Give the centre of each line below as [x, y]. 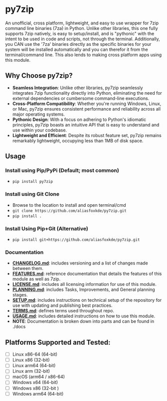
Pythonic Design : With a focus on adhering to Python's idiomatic [79, 119]
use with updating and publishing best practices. [62, 305]
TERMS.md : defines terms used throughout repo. [63, 311]
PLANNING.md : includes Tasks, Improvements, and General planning [84, 289]
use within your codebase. [40, 130]
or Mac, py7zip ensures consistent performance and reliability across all [86, 109]
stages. [20, 295]
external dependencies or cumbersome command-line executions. [81, 98]
